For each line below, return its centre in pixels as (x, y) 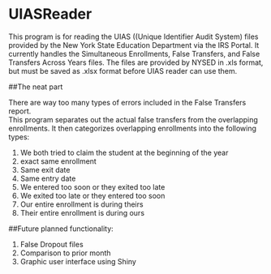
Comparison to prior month (65, 253)
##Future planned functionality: (61, 229)
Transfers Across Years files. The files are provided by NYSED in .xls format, (136, 62)
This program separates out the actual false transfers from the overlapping (133, 119)
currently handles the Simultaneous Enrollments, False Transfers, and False (134, 54)
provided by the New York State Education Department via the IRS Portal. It (134, 45)
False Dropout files (52, 244)
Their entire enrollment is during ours (82, 212)
